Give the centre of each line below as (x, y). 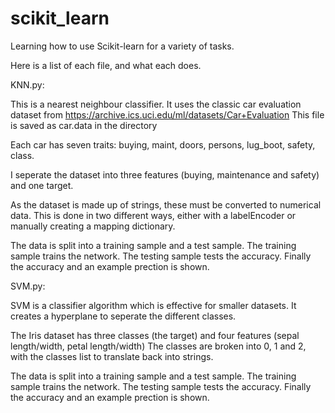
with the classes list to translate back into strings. (112, 356)
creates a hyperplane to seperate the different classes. (123, 316)
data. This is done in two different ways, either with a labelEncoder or (153, 215)
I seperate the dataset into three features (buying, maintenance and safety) (165, 174)
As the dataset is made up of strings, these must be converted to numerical (166, 204)
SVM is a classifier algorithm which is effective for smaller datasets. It (153, 305)
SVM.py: (28, 286)
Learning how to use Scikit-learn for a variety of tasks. (122, 46)
